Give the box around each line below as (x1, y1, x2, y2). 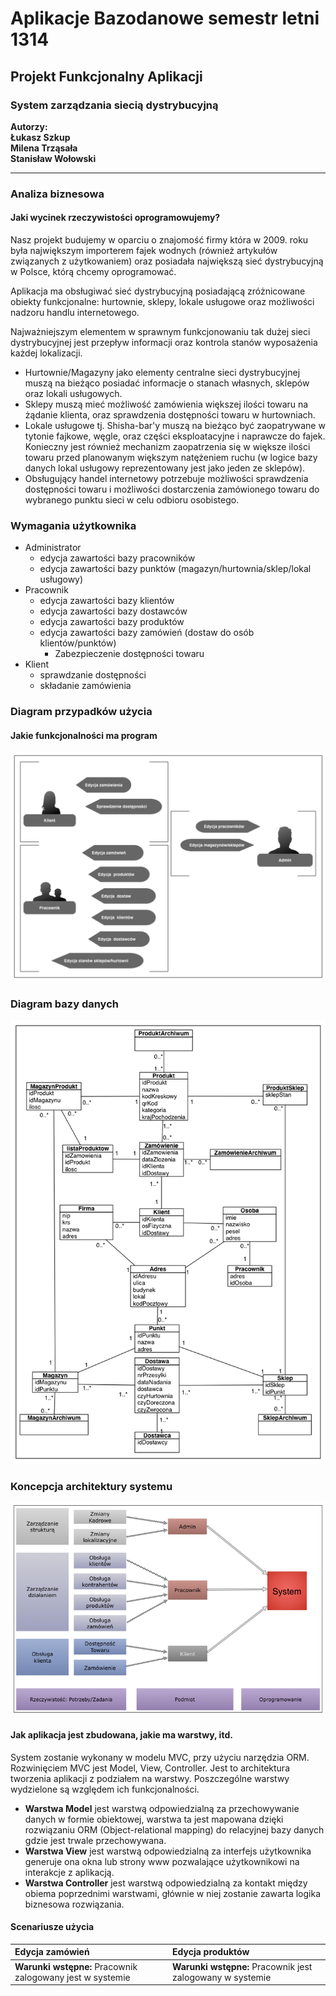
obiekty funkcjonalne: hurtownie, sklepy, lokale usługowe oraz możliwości (10, 296, 315, 307)
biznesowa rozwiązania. (24, 1898, 125, 1910)
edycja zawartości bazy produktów (39, 616, 185, 628)
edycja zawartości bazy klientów (39, 595, 175, 607)
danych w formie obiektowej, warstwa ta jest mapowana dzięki (24, 1813, 284, 1825)
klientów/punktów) (39, 637, 117, 649)
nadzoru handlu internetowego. (10, 307, 140, 318)
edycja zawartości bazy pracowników (39, 552, 196, 564)
